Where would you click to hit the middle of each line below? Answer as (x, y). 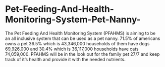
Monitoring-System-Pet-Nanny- (73, 19)
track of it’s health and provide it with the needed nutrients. (65, 59)
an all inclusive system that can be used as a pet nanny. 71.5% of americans (82, 38)
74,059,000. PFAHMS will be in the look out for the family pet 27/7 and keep (82, 54)
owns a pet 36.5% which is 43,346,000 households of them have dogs (77, 43)
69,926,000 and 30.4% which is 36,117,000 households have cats (72, 49)
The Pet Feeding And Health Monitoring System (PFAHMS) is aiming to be (81, 33)
